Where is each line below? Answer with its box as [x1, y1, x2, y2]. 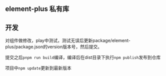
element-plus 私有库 [5, 4, 69, 13]
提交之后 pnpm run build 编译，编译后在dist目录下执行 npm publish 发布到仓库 [5, 54, 161, 60]
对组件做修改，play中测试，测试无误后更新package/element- [5, 37, 131, 43]
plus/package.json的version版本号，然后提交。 [5, 44, 102, 50]
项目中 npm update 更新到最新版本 [5, 65, 71, 71]
